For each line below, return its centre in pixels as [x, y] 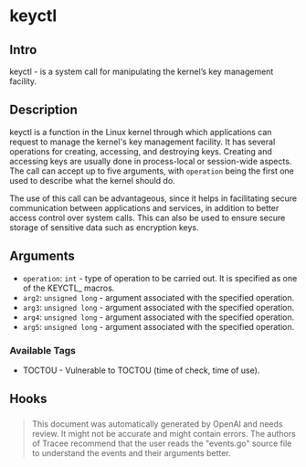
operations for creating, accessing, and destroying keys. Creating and [141, 151]
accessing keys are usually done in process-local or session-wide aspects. [151, 161]
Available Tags [42, 350]
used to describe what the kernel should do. [92, 180]
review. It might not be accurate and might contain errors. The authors [164, 434]
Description [43, 110]
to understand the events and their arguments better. [131, 453]
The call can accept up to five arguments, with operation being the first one [152, 171]
